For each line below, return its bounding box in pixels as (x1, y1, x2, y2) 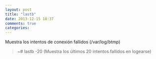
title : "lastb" (5, 12, 36, 17)
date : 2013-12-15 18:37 (5, 16, 54, 21)
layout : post (5, 7, 32, 12)
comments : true (5, 21, 36, 26)
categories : (5, 26, 30, 30)
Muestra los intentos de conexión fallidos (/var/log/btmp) (5, 39, 121, 45)
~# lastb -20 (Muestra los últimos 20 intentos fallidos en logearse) (17, 49, 152, 55)
